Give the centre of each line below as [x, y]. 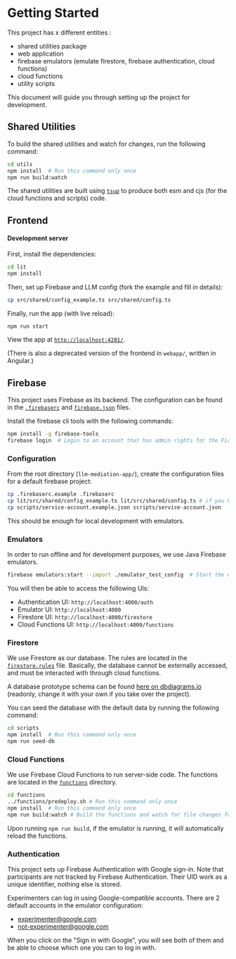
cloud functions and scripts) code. [57, 198]
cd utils [20, 164]
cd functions [26, 795]
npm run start [28, 326]
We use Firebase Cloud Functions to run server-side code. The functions [113, 775]
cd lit [17, 267]
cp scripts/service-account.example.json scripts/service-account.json [114, 508]
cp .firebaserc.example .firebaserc [61, 495]
